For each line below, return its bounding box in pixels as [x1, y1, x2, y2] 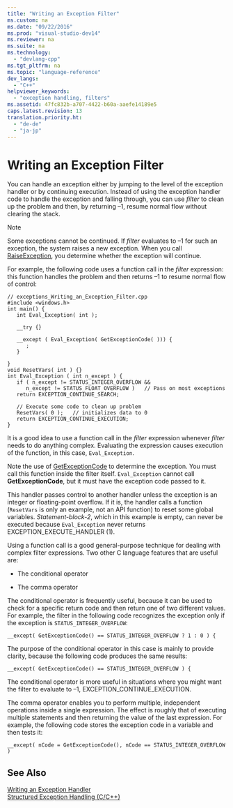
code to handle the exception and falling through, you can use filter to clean [7, 195, 225, 203]
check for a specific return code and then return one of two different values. [7, 604, 226, 613]
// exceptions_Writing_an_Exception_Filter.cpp [7, 294, 148, 301]
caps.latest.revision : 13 [7, 107, 82, 114]
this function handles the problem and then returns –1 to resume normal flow [7, 273, 226, 281]
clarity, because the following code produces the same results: [7, 652, 188, 660]
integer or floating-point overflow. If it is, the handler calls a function [7, 498, 203, 507]
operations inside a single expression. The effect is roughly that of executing [7, 706, 227, 715]
